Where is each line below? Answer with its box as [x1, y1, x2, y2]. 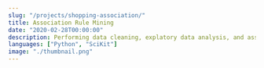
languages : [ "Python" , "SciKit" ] [8, 41, 118, 48]
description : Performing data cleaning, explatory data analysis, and [8, 33, 244, 41]
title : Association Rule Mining [8, 19, 114, 27]
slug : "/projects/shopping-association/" [8, 11, 146, 20]
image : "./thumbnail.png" [8, 48, 93, 55]
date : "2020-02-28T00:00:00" [8, 26, 104, 34]
